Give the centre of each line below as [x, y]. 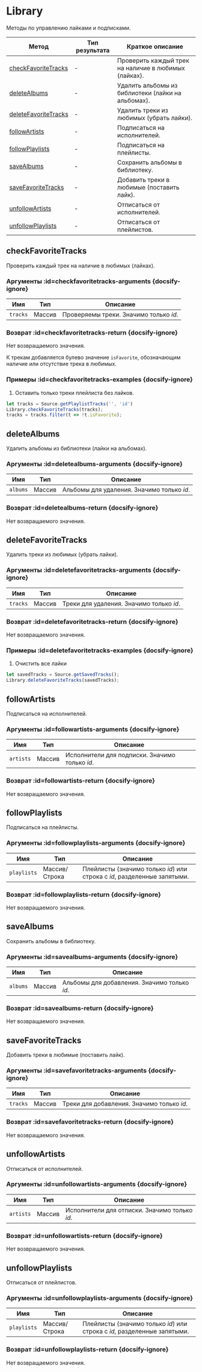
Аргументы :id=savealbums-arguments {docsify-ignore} [92, 957]
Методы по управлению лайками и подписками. [69, 28]
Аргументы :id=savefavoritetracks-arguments [77, 1071]
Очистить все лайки [41, 664]
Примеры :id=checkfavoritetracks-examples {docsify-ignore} [100, 380]
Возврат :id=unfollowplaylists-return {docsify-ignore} [87, 1350]
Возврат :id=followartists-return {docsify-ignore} [81, 781]
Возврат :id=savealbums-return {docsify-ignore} [80, 1008]
